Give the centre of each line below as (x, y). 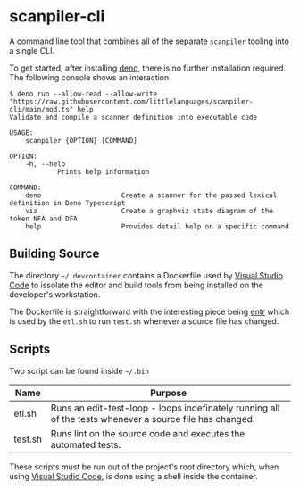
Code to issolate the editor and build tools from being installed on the (136, 285)
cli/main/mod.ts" (42, 109)
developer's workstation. (55, 294)
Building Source (54, 254)
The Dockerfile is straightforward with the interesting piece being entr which (150, 311)
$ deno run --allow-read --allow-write (83, 94)
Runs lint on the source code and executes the (148, 433)
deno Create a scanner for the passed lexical (151, 195)
